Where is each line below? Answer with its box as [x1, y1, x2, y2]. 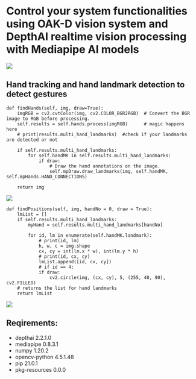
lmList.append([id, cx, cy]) [38, 258, 112, 265]
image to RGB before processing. [6, 116, 90, 122]
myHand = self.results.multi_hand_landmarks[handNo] [28, 222, 163, 228]
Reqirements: [6, 318, 58, 328]
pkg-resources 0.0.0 [14, 366, 66, 373]
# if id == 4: [38, 264, 74, 270]
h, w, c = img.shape [38, 243, 90, 249]
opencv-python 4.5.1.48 [14, 353, 74, 360]
